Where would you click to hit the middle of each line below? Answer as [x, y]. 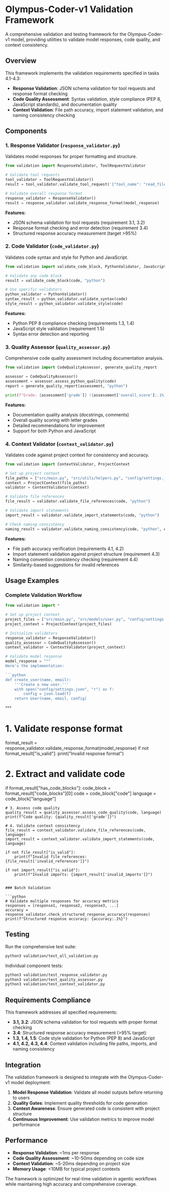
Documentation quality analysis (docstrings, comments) [71, 414]
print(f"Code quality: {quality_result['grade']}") [61, 817]
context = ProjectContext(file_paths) [46, 483]
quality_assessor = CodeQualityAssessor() [51, 643]
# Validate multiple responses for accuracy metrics [62, 901]
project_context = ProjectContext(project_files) [59, 624]
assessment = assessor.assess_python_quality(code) [61, 381]
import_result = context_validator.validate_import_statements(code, [80, 839]
